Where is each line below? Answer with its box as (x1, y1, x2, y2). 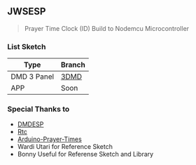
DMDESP (17, 120, 44, 128)
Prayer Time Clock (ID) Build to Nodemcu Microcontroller (24, 24, 190, 32)
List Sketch (7, 41, 46, 51)
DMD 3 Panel (10, 72, 55, 81)
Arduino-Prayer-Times (17, 135, 82, 143)
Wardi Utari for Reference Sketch (17, 143, 113, 151)
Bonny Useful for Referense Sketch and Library (17, 150, 154, 159)
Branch (60, 60, 85, 70)
